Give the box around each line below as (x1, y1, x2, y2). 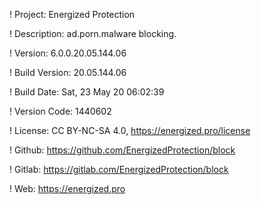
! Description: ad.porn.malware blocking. (9, 28, 177, 39)
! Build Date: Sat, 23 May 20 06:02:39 (9, 86, 165, 98)
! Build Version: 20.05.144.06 (9, 67, 127, 78)
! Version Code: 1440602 (9, 105, 112, 117)
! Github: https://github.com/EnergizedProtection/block (9, 144, 236, 156)
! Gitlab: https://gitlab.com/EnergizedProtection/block (9, 164, 229, 175)
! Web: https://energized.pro (9, 183, 126, 194)
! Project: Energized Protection (9, 9, 136, 20)
